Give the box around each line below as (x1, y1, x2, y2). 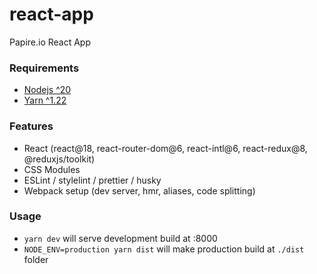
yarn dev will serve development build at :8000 (23, 232, 218, 244)
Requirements (9, 61, 80, 75)
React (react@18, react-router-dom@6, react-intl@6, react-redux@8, (23, 142, 308, 154)
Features (9, 119, 54, 133)
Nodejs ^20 (23, 84, 72, 96)
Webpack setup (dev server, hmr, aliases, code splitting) (23, 184, 256, 197)
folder (23, 253, 49, 265)
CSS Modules (23, 163, 81, 175)
